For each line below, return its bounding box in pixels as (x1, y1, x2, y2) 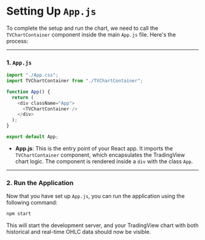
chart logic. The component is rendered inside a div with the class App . (15, 157, 193, 165)
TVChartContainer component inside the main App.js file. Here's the (6, 30, 176, 38)
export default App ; (6, 134, 59, 140)
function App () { (6, 88, 51, 95)
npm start (6, 211, 32, 217)
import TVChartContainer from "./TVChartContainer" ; (6, 78, 143, 84)
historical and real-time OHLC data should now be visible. (6, 228, 151, 236)
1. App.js (6, 58, 32, 66)
